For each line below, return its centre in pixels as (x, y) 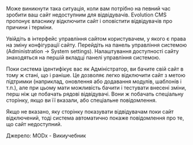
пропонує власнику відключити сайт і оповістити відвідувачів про (89, 21)
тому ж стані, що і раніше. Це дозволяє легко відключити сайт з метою (96, 75)
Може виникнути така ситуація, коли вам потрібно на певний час (88, 9)
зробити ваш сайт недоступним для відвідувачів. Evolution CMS (86, 15)
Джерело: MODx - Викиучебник (46, 136)
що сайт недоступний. (34, 124)
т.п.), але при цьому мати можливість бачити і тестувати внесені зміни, (96, 88)
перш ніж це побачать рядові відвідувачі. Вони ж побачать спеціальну (95, 94)
